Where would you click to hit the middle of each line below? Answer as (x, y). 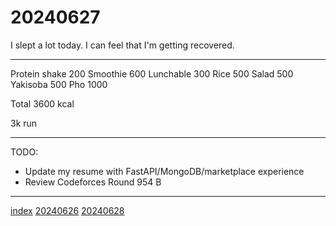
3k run (24, 123)
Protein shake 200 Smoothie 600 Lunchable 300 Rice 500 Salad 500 (152, 73)
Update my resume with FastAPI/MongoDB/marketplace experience (164, 171)
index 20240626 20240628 (67, 210)
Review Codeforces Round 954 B (93, 182)
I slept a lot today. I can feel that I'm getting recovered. (122, 45)
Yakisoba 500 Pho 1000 (59, 84)
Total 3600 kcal (42, 103)
